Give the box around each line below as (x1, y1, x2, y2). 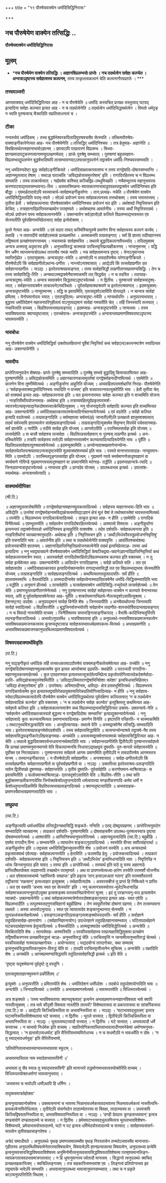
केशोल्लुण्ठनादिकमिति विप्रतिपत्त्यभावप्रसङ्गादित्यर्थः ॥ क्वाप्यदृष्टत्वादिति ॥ (5, 783, 116, 789)
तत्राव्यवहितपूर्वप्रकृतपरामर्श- (70, 397, 112, 404)
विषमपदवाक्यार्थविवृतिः (5, 640, 43, 647)
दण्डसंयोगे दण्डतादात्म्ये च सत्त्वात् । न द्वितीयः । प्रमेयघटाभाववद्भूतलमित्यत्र (5, 1117, 119, 1123)
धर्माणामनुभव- (133, 1024, 155, 1030)
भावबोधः (5, 329, 20, 336)
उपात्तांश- (133, 464, 148, 471)
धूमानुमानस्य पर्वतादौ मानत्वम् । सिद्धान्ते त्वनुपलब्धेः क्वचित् (64, 1155, 152, 1161)
